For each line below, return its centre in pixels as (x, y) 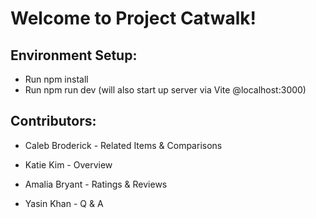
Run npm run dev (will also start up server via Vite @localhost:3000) (165, 90)
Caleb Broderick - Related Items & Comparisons (123, 145)
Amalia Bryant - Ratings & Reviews (96, 184)
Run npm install (56, 79)
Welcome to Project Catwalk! (133, 18)
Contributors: (53, 121)
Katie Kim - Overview (68, 164)
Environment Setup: (74, 55)
